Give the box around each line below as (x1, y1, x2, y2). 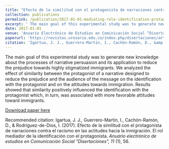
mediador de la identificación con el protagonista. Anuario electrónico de (5, 133, 157, 139)
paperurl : (5, 36, 26, 41)
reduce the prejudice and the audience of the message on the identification (5, 76, 162, 82)
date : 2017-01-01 (5, 26, 42, 31)
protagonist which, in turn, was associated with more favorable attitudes (5, 92, 155, 98)
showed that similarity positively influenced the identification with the (5, 87, 149, 93)
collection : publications (5, 12, 59, 17)
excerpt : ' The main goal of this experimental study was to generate (5, 21, 156, 27)
